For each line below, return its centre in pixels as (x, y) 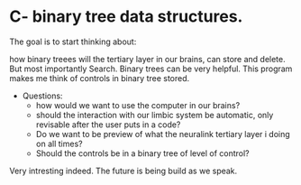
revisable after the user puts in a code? (108, 125)
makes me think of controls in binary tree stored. (100, 78)
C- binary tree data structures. (126, 17)
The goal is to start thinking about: (73, 42)
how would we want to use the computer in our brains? (138, 105)
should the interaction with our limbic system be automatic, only (155, 115)
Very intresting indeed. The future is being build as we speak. (123, 171)
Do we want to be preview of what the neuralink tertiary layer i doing (163, 134)
